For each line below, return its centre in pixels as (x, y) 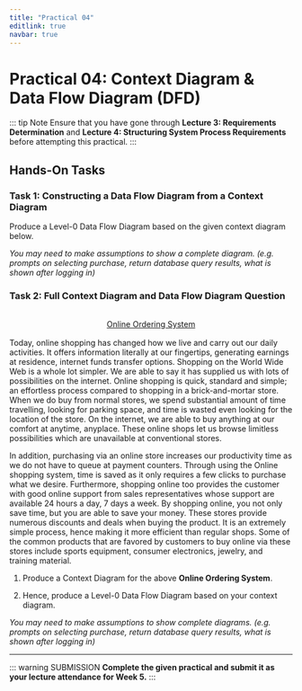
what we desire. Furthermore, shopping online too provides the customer (145, 484)
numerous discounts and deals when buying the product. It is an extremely (148, 522)
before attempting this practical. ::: (73, 142)
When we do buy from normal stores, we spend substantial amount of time (147, 400)
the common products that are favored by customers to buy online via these (150, 541)
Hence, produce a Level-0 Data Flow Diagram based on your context (150, 595)
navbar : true (34, 34)
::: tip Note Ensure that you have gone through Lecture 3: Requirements (143, 123)
